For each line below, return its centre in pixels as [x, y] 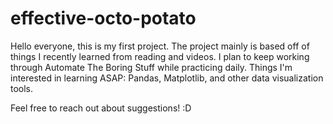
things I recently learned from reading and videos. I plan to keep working [160, 56]
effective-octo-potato [103, 18]
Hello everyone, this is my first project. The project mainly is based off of [160, 46]
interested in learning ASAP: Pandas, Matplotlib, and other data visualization [167, 78]
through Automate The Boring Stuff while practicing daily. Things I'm [151, 67]
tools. [22, 88]
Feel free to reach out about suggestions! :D [101, 108]
